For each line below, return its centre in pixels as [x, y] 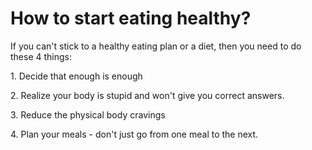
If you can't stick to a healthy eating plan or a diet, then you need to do [156, 46]
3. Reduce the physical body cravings [88, 114]
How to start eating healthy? [131, 18]
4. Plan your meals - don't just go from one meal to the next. [134, 134]
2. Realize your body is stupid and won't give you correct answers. [147, 95]
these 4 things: [41, 56]
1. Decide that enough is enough [76, 76]
